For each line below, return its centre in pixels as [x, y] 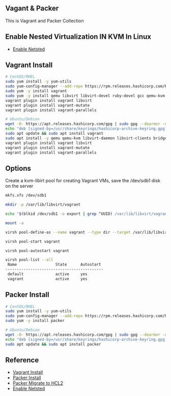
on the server [19, 186]
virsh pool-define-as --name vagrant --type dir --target [68, 232]
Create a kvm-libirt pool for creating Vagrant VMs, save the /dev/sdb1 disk [83, 181]
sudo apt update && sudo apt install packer [53, 344]
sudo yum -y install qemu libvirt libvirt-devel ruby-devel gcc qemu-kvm [85, 96]
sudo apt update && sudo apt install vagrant [54, 134]
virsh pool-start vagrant [33, 241]
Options [18, 168]
